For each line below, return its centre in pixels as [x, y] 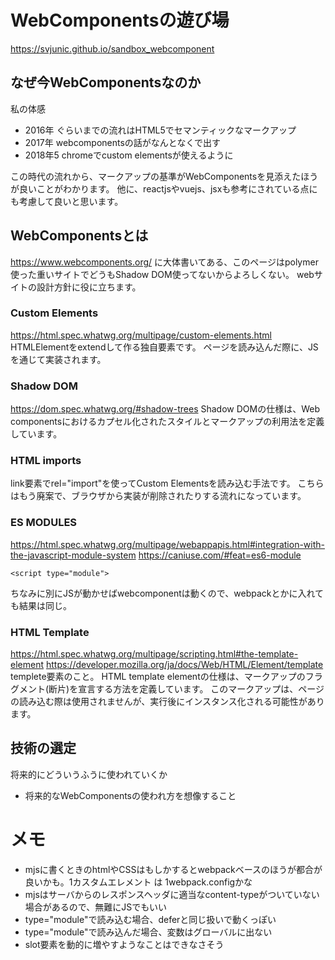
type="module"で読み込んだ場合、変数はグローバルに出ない [148, 932]
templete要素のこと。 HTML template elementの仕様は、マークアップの [158, 677]
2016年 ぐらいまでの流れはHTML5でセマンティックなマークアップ [160, 130]
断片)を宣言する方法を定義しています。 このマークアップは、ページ [186, 689]
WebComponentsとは [79, 236]
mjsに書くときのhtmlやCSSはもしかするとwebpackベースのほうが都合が [173, 869]
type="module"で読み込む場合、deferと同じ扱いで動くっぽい [150, 919]
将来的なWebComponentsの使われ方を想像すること [130, 795]
